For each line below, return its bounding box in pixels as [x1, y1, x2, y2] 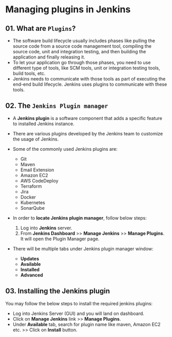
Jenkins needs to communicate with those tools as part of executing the [12, 76, 166, 82]
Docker [20, 194, 36, 200]
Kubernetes [20, 199, 45, 206]
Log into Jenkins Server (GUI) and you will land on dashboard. [12, 310, 145, 316]
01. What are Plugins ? [5, 24, 76, 33]
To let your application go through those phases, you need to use [12, 60, 151, 65]
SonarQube [20, 205, 45, 211]
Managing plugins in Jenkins [5, 4, 131, 15]
